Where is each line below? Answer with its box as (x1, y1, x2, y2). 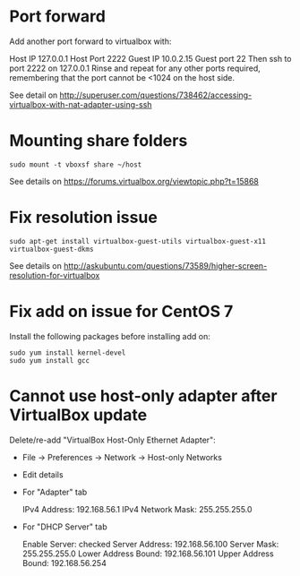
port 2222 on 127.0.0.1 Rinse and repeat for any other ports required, (9, 63, 261, 73)
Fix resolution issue (9, 208, 159, 228)
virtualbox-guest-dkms (9, 245, 94, 254)
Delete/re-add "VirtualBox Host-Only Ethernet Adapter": (9, 434, 217, 445)
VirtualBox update (9, 405, 148, 425)
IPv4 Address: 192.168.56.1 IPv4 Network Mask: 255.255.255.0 (21, 503, 253, 514)
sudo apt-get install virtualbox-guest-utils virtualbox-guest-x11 (9, 236, 267, 245)
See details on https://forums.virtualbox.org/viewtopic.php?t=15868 (9, 176, 260, 186)
